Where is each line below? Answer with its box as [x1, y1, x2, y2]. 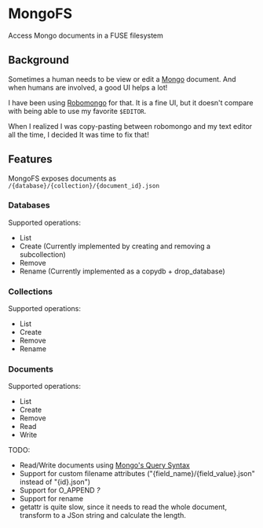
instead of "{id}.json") [19, 477, 91, 487]
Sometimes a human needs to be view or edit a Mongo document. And [8, 74, 236, 83]
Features [8, 152, 53, 166]
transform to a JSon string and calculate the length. [19, 511, 187, 520]
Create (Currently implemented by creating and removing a [19, 241, 210, 251]
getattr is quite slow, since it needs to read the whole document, [19, 502, 228, 511]
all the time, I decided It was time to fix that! [8, 130, 149, 139]
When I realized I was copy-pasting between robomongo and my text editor [8, 121, 253, 130]
